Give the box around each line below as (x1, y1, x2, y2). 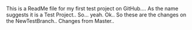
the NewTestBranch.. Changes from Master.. (6, 18, 114, 24)
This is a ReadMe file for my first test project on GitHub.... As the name (6, 5, 179, 12)
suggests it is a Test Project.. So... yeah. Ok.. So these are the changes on (6, 11, 187, 18)
